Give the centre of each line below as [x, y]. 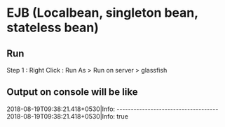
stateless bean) [53, 28]
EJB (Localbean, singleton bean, [102, 13]
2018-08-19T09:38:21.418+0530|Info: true [68, 116]
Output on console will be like [72, 92]
